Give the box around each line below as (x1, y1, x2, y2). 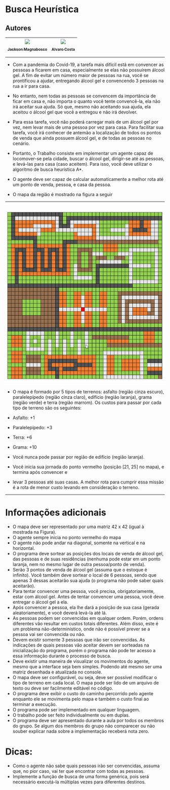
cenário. (12, 140, 30, 146)
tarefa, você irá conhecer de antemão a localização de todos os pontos (12, 129, 161, 135)
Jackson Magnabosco (7, 47, 48, 52)
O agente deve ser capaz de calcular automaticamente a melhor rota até (12, 176, 163, 182)
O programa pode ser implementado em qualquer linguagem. (12, 707, 141, 713)
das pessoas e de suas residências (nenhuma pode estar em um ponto (12, 556, 161, 562)
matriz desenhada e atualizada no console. (12, 669, 103, 675)
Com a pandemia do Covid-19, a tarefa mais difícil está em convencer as (12, 61, 164, 67)
